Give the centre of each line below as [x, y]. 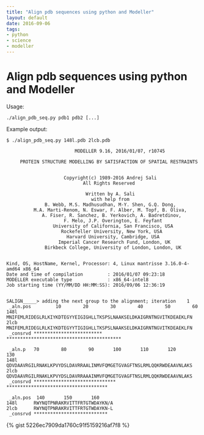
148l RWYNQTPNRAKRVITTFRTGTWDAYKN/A [60, 403]
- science [19, 40]
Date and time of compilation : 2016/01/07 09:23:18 [86, 274]
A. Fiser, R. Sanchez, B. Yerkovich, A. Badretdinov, [112, 215]
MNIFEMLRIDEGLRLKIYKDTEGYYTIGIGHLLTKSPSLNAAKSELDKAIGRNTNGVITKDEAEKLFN [99, 328]
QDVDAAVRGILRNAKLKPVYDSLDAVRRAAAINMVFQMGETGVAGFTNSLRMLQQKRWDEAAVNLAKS [99, 376]
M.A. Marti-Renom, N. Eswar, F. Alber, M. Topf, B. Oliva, [110, 210]
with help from [110, 199]
